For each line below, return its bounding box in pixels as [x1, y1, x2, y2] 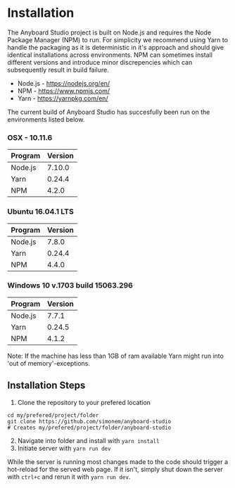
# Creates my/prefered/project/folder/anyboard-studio [7, 424, 172, 431]
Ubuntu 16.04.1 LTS [7, 207, 74, 217]
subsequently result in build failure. [7, 65, 109, 74]
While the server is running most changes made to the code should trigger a [7, 457, 229, 465]
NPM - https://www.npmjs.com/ [17, 86, 110, 95]
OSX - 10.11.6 [7, 132, 53, 142]
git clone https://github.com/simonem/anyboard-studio [7, 418, 172, 425]
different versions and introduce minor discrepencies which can [7, 58, 193, 66]
